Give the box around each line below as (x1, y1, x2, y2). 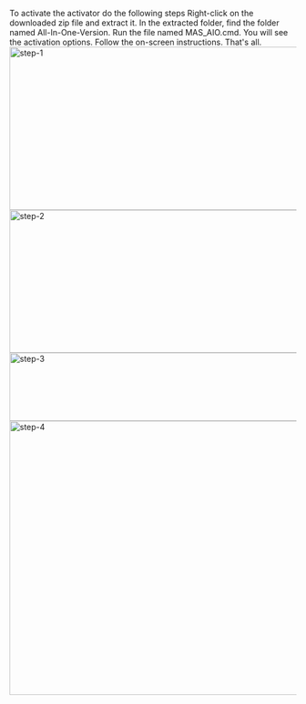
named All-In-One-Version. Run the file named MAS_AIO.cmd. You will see (9, 27, 289, 37)
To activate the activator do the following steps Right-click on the (9, 8, 254, 18)
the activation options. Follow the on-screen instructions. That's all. (9, 36, 262, 47)
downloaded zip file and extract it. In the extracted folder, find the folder (9, 17, 280, 28)
